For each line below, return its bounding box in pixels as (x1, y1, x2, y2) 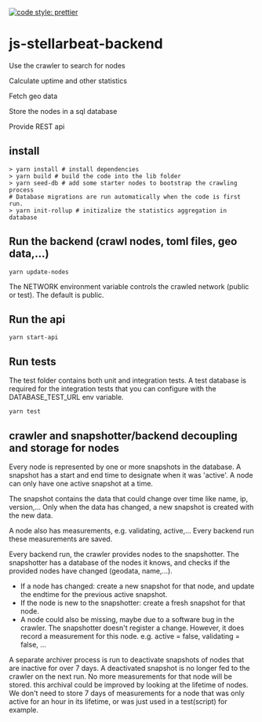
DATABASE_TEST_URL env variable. (9, 393, 124, 402)
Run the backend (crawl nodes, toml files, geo (9, 235, 238, 248)
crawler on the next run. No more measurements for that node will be (9, 672, 232, 681)
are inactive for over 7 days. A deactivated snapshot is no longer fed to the (9, 664, 250, 673)
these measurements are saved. (9, 534, 113, 544)
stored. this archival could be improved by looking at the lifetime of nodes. (9, 680, 249, 689)
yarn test (9, 408, 42, 416)
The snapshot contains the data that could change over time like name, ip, (9, 494, 249, 503)
